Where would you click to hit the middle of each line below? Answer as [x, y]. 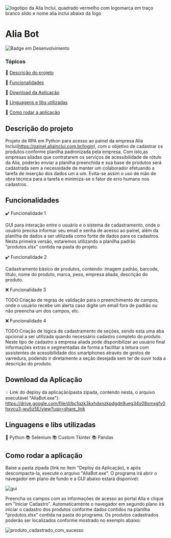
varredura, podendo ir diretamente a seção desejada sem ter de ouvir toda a [86, 358]
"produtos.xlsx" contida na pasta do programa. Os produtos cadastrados [82, 515]
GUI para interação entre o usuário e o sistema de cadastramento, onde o [83, 225]
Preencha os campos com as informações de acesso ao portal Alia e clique [84, 499]
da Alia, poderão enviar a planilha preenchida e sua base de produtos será [83, 163]
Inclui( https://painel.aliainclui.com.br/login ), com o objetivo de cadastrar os [84, 147]
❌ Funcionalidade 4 [26, 321]
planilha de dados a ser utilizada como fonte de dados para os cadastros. [82, 236]
